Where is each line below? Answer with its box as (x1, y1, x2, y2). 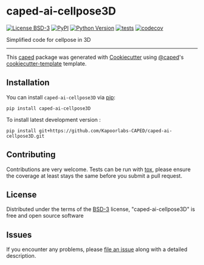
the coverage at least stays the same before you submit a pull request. (6, 172, 183, 179)
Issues (6, 229, 32, 240)
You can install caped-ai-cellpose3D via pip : (6, 93, 116, 101)
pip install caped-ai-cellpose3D (6, 105, 91, 112)
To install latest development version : (6, 116, 101, 123)
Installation (6, 78, 50, 88)
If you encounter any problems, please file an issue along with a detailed (6, 246, 188, 253)
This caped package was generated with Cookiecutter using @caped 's (6, 53, 184, 61)
